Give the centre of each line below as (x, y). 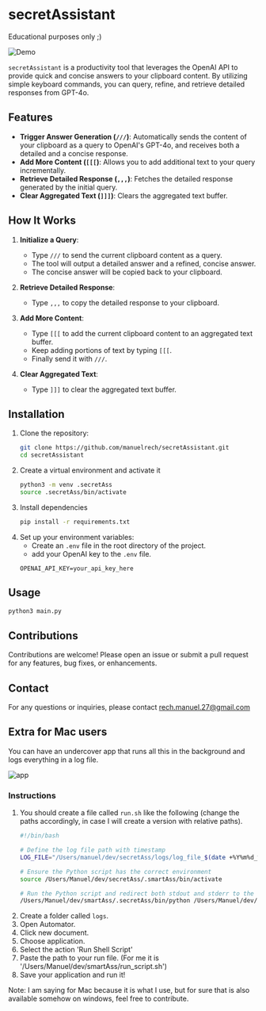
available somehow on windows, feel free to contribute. (99, 999)
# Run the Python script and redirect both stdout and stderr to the (137, 894)
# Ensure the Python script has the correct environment (116, 871)
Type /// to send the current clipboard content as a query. (127, 255)
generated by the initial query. (68, 187)
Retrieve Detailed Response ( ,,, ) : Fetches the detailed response (126, 178)
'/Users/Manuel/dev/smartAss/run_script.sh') (93, 967)
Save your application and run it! (72, 975)
